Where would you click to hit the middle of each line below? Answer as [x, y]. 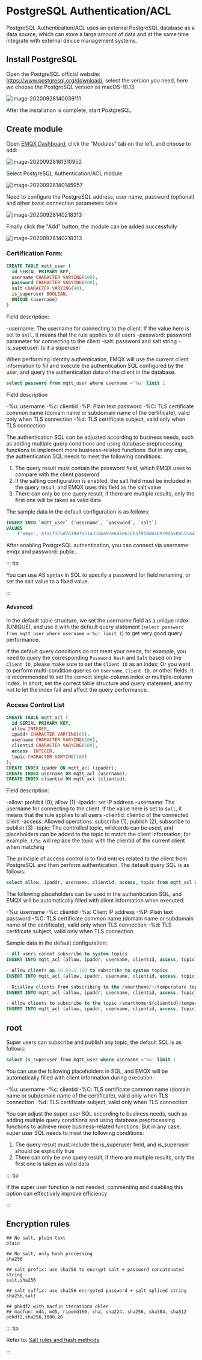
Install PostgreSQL [42, 59]
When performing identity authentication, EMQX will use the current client [98, 359]
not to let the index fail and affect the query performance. [77, 689]
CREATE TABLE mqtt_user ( [38, 266]
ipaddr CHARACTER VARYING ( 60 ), [51, 734]
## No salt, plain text [36, 1238]
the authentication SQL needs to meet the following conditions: [84, 456]
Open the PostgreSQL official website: [54, 74]
